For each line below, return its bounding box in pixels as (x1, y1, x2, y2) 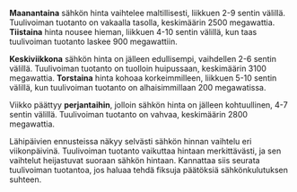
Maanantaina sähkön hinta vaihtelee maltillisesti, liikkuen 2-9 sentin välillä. (9, 8, 285, 18)
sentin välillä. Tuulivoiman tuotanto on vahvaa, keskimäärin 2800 (9, 109, 249, 119)
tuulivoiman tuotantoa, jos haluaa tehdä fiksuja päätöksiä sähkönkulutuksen (9, 165, 289, 175)
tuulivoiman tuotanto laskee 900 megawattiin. (9, 36, 178, 47)
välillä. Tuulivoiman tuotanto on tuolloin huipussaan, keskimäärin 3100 (9, 63, 267, 74)
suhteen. (9, 174, 42, 185)
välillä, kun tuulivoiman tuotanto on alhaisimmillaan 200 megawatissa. (9, 83, 266, 92)
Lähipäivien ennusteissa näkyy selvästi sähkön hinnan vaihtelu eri (9, 136, 252, 146)
